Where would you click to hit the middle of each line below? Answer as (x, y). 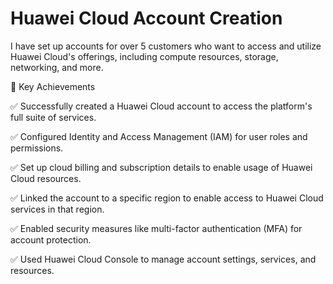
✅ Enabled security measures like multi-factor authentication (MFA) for (156, 228)
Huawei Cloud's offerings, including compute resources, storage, (144, 56)
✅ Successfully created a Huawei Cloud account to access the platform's (161, 106)
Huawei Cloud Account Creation (146, 18)
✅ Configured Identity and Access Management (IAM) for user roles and (159, 136)
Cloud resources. (46, 178)
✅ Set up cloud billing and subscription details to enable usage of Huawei (161, 167)
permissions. (37, 148)
